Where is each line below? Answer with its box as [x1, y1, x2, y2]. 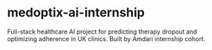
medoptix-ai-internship [7, 5, 145, 21]
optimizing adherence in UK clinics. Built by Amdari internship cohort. [7, 34, 206, 42]
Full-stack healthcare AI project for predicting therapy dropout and [7, 27, 197, 36]
